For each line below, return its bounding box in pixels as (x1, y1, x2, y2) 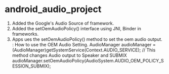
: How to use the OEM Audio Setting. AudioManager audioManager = (12, 41, 156, 47)
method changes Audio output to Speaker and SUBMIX (12, 52, 127, 58)
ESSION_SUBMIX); (12, 63, 51, 69)
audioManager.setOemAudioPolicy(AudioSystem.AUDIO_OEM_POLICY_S (12, 57, 164, 63)
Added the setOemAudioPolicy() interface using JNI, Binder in (12, 25, 141, 31)
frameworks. (12, 31, 39, 37)
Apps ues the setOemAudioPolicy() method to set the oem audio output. (12, 36, 162, 42)
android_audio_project (5, 4, 102, 15)
